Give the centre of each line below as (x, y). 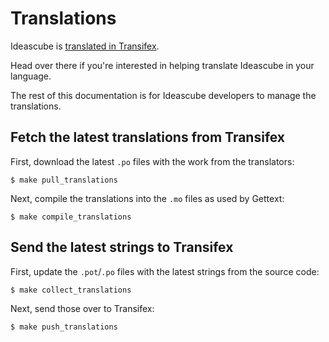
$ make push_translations (64, 327)
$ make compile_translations (71, 217)
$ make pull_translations (64, 180)
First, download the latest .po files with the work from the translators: (152, 161)
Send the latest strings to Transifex (122, 247)
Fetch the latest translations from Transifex (148, 137)
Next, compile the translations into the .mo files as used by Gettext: (147, 198)
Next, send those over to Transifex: (82, 308)
